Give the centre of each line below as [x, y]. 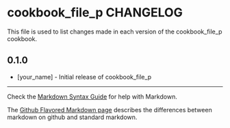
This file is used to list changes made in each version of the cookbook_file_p [115, 31]
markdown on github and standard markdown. [72, 117]
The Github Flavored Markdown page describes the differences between [110, 110]
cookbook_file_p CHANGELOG [95, 13]
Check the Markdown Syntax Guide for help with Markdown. [92, 97]
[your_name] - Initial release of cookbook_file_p [84, 77]
